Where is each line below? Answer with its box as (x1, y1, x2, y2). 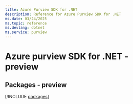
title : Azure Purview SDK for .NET (5, 7, 78, 12)
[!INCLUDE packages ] (5, 94, 49, 99)
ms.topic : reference (5, 21, 47, 26)
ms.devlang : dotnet (5, 25, 45, 30)
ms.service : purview (5, 30, 47, 35)
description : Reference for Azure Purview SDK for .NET (5, 12, 121, 17)
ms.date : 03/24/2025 (5, 16, 47, 21)
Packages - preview (5, 81, 67, 89)
